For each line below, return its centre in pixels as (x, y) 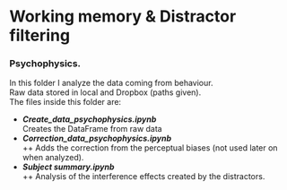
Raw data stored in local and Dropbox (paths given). (105, 92)
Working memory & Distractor (123, 17)
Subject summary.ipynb (68, 167)
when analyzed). (53, 158)
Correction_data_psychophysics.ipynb (97, 138)
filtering (39, 35)
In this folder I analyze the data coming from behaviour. (111, 83)
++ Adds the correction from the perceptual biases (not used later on (150, 148)
